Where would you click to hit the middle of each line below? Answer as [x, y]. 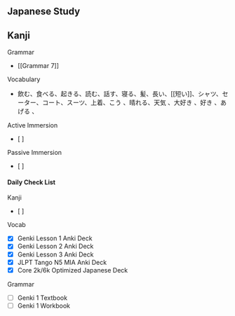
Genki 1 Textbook [42, 298]
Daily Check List [32, 182]
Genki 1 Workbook [43, 305]
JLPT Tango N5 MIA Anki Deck [62, 262]
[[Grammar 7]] [38, 66]
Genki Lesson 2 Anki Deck [55, 246]
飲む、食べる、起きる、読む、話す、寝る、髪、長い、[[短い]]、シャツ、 [120, 94]
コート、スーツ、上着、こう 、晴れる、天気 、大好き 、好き [127, 103]
